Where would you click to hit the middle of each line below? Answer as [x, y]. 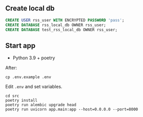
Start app [20, 45]
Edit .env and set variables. [34, 87]
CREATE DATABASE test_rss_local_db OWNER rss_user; [61, 30]
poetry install [21, 101]
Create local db [30, 8]
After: [11, 68]
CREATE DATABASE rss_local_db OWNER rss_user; [56, 25]
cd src [12, 96]
